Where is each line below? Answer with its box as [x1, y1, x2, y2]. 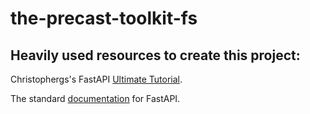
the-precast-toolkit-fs [10, 7, 198, 30]
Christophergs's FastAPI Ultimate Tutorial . [10, 73, 183, 85]
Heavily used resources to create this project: [10, 47, 301, 64]
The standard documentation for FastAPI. [10, 93, 181, 104]
